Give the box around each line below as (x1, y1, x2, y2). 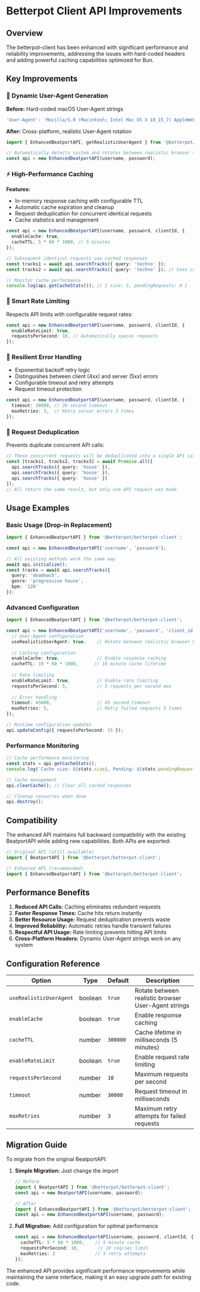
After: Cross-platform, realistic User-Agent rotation (6, 127, 132, 135)
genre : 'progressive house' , (11, 578, 84, 584)
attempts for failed (135, 1112, 186, 1121)
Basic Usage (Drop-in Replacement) (6, 521, 112, 529)
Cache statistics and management (14, 216, 99, 223)
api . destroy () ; (6, 799, 44, 805)
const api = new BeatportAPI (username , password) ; (14, 1190, 143, 1196)
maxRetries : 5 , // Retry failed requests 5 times (11, 705, 183, 711)
